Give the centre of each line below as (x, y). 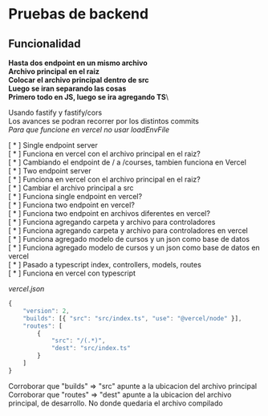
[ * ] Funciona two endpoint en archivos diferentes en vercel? (110, 213)
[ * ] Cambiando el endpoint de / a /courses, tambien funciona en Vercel (128, 162)
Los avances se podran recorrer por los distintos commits (104, 121)
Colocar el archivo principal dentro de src (79, 80)
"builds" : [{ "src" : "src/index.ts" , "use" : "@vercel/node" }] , (132, 318)
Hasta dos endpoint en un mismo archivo (78, 63)
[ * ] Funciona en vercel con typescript (72, 273)
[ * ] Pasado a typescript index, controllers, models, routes (105, 265)
